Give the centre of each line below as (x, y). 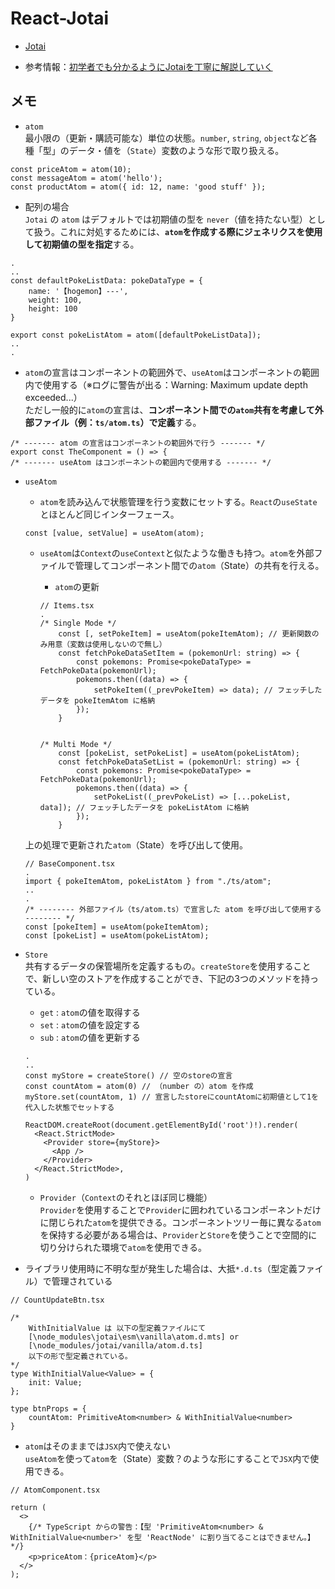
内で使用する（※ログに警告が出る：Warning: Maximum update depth (166, 384)
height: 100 (53, 308)
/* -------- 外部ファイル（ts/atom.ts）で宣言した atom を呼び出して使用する (173, 909)
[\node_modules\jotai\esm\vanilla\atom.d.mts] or (134, 1337)
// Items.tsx (67, 605)
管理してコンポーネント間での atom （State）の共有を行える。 (199, 565)
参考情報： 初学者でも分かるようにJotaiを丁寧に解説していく (148, 66)
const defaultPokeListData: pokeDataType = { (106, 280)
